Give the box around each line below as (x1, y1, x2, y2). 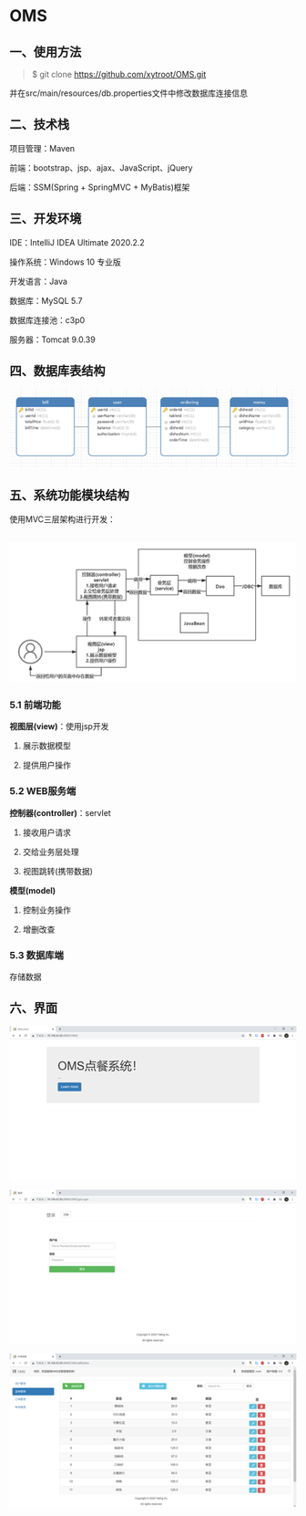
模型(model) (9, 884, 56, 895)
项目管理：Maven (9, 142, 76, 153)
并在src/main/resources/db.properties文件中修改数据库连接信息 (9, 88, 249, 99)
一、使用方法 (9, 44, 82, 59)
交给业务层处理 (22, 846, 79, 857)
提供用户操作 (22, 759, 71, 771)
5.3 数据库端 (9, 948, 64, 961)
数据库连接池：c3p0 (9, 314, 86, 325)
